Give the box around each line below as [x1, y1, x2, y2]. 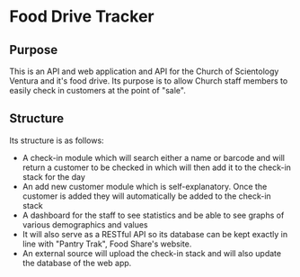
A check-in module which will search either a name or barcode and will [22, 152, 286, 163]
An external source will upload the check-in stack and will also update [22, 247, 281, 258]
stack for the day [22, 171, 85, 182]
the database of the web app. [22, 257, 132, 268]
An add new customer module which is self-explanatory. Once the [22, 181, 268, 192]
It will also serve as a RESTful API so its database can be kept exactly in [22, 228, 288, 239]
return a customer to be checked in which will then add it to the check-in [22, 162, 292, 173]
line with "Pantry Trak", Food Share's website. [22, 238, 192, 249]
